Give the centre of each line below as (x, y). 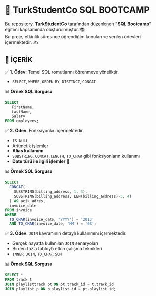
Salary (19, 116)
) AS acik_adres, (27, 201)
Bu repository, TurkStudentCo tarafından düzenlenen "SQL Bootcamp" (78, 24)
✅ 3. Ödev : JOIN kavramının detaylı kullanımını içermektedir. (66, 233)
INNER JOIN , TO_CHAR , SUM (37, 254)
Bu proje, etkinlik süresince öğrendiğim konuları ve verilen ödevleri (73, 36)
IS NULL (20, 141)
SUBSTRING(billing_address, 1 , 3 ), (51, 191)
